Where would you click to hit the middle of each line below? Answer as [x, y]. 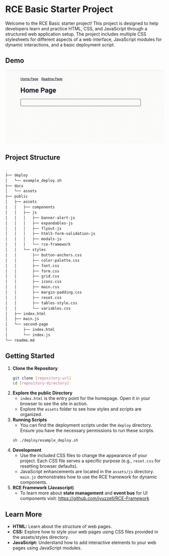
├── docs [14, 186]
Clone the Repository [35, 368]
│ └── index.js [28, 335]
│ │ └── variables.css [38, 308]
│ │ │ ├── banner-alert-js [40, 218]
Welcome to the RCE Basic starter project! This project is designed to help [82, 23]
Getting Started [30, 356]
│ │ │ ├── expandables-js [39, 223]
